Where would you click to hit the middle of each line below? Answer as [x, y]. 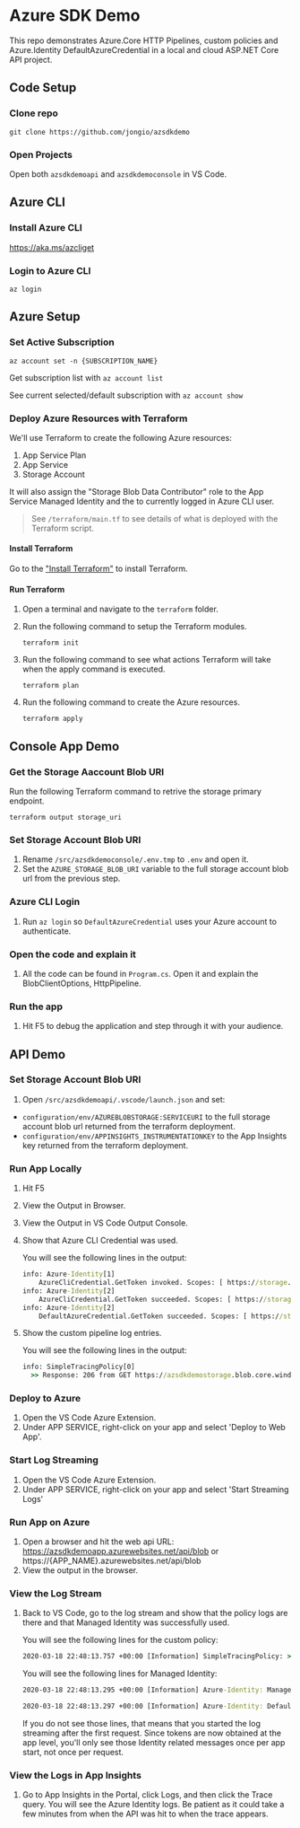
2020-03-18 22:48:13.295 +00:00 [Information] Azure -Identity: [143, 1690]
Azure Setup [45, 316]
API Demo [37, 1055]
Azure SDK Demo [75, 16]
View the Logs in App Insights [75, 1775]
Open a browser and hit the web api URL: [98, 1542]
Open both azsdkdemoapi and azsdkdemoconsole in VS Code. [118, 174]
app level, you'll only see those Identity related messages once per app [154, 1742]
